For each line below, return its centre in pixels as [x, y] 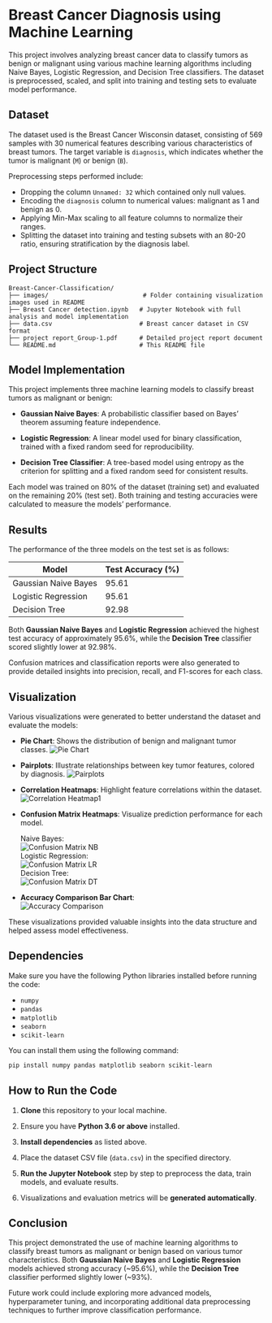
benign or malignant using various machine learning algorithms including [130, 63]
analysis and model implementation [69, 316]
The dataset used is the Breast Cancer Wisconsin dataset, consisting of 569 [136, 134]
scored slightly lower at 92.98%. [63, 647]
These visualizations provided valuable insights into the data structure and [133, 922]
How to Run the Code [63, 1091]
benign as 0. [41, 209]
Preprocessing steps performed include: [76, 176]
